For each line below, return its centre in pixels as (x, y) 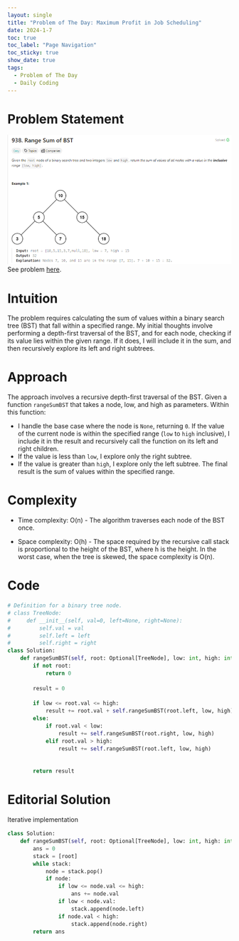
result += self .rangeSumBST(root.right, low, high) (136, 733)
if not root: (52, 666)
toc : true (22, 38)
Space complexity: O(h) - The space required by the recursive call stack (123, 542)
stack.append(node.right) (109, 924)
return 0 (58, 673)
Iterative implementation (43, 820)
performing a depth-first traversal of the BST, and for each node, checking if (119, 333)
